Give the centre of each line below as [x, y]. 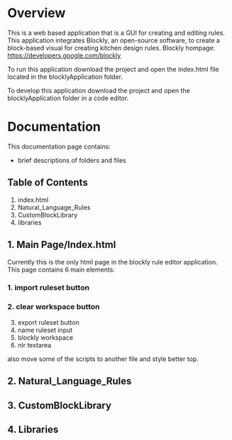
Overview [37, 13]
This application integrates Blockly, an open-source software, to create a [114, 40]
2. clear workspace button [54, 307]
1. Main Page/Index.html [62, 245]
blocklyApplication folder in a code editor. [68, 98]
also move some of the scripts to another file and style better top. [103, 359]
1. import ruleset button [49, 288]
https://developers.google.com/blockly [64, 55]
